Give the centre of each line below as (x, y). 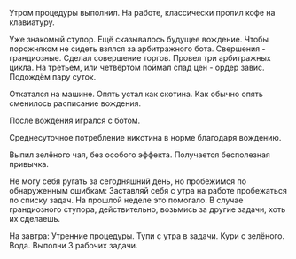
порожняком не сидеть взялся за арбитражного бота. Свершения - (137, 49)
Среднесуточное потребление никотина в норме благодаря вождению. (145, 137)
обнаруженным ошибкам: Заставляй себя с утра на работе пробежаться (148, 190)
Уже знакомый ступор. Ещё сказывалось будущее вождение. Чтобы (139, 39)
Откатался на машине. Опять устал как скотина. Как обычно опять (136, 94)
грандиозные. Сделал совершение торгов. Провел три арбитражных (140, 58)
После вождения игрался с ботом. (75, 120)
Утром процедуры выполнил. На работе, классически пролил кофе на (142, 13)
